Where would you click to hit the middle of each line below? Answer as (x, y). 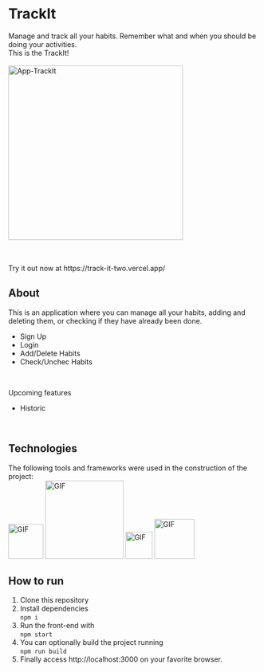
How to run (36, 581)
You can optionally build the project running (91, 643)
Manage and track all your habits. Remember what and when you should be (132, 36)
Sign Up (33, 336)
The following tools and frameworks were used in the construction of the (128, 468)
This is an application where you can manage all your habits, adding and (127, 312)
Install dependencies (54, 609)
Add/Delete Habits (50, 353)
